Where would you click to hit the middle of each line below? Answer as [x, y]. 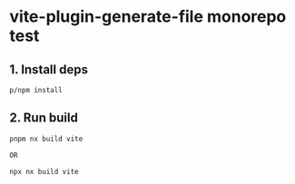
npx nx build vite [44, 171]
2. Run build [44, 118]
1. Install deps [49, 69]
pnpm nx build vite [46, 139]
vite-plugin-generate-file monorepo [148, 17]
